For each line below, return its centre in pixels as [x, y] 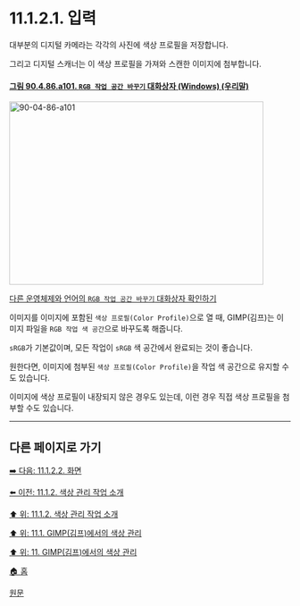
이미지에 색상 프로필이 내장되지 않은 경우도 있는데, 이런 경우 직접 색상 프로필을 [145, 397]
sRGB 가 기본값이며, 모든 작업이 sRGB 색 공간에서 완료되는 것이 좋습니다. [131, 348]
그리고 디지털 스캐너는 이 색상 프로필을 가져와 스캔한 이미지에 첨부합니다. [135, 63]
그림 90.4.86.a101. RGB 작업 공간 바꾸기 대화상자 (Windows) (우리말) [129, 86]
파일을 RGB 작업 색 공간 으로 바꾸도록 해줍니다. [104, 329]
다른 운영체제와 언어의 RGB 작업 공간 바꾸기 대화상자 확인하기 [113, 299]
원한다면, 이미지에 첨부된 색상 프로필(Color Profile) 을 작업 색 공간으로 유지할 [145, 366]
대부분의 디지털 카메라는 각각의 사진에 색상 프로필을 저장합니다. [119, 45]
